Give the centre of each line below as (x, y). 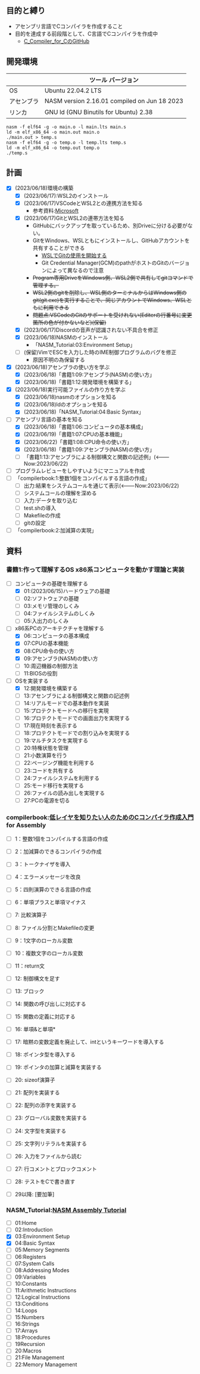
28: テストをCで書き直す (45, 1181)
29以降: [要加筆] (35, 1194)
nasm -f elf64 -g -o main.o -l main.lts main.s (66, 127)
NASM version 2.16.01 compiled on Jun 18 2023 (114, 101)
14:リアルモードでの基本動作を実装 (66, 703)
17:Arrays (26, 1330)
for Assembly (26, 825)
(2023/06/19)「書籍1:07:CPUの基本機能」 (74, 435)
